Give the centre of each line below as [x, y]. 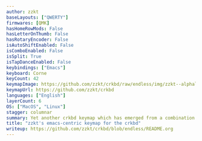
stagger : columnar [29, 112]
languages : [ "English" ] [36, 95]
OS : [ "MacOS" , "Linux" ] [36, 106]
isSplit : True [24, 56]
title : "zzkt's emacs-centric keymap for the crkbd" [74, 124]
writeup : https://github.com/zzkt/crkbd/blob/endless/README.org [90, 129]
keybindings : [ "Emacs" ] [36, 67]
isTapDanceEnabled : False [38, 62]
